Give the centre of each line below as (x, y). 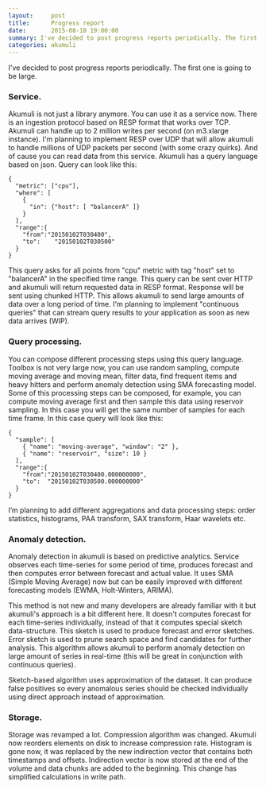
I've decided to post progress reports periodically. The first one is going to (130, 68)
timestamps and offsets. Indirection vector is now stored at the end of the (128, 760)
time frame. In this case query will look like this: (86, 418)
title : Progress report (56, 23)
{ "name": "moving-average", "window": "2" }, (101, 447)
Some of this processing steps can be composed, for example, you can (125, 393)
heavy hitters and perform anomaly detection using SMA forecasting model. (132, 384)
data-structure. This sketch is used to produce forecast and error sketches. (131, 631)
